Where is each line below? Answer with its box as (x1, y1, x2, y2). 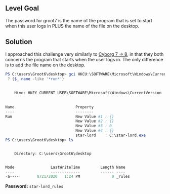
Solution (5, 37, 32, 46)
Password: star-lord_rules (5, 183, 64, 189)
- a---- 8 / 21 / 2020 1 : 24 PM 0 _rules (5, 174, 130, 179)
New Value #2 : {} (75, 119, 114, 124)
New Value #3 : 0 (75, 124, 112, 129)
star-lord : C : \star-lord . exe (75, 133, 146, 138)
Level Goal (5, 4, 39, 13)
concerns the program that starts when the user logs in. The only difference (5, 56, 163, 62)
